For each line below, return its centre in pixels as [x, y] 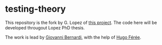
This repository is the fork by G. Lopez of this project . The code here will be [81, 22]
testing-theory [35, 9]
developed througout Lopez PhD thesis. [45, 27]
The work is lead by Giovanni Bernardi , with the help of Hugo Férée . [73, 37]
